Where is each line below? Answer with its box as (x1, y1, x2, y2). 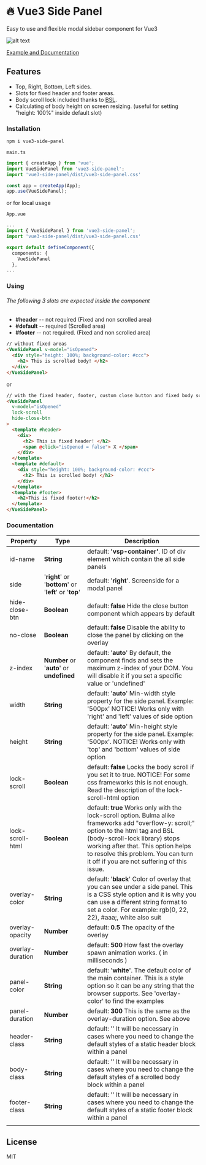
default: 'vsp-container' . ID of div (86, 548, 186, 556)
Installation (6, 124, 41, 133)
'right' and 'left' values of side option (86, 712, 193, 721)
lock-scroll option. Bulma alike (86, 811, 175, 820)
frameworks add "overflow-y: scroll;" (86, 819, 195, 827)
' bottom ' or (44, 580, 77, 589)
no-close (9, 631, 37, 640)
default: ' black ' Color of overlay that (86, 875, 191, 883)
